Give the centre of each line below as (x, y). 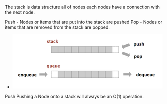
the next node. (20, 12)
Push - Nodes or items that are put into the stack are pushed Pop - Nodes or (83, 22)
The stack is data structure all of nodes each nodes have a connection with (82, 7)
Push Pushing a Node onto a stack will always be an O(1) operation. (74, 96)
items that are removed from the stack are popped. (57, 27)
